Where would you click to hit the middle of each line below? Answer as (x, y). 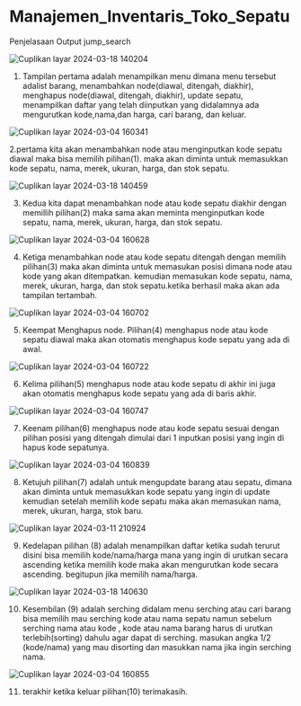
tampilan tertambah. (59, 295)
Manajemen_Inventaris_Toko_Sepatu (150, 17)
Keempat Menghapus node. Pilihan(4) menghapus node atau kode (145, 330)
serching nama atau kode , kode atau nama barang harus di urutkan (147, 628)
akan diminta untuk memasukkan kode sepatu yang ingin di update (146, 491)
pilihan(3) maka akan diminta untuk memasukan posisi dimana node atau (157, 266)
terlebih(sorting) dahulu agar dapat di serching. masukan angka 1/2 (146, 637)
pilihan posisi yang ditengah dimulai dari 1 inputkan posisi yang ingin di (153, 437)
